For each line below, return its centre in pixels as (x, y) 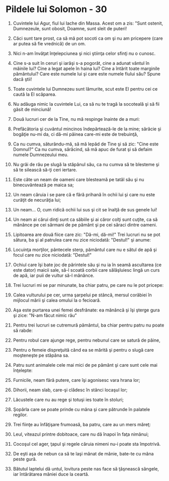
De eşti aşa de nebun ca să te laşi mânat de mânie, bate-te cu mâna (83, 453)
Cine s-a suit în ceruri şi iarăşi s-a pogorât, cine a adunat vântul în (81, 63)
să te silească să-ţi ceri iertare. (45, 170)
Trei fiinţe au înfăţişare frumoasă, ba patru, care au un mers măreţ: (82, 424)
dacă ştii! (22, 79)
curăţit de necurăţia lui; (37, 200)
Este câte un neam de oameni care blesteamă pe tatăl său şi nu (78, 179)
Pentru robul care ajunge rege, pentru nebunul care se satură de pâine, (87, 340)
